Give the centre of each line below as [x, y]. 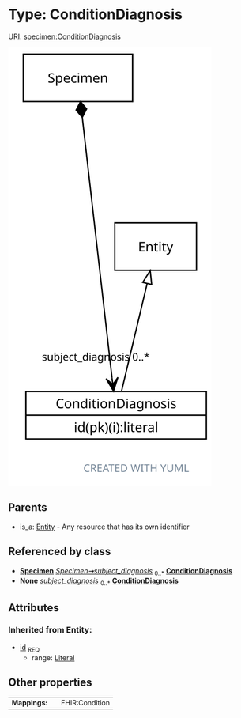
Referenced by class [60, 552]
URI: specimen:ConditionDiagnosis [64, 36]
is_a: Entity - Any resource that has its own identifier [104, 527]
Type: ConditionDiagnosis [96, 15]
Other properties [50, 683]
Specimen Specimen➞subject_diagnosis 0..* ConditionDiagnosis [126, 571]
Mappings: [29, 703]
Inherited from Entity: [50, 630]
